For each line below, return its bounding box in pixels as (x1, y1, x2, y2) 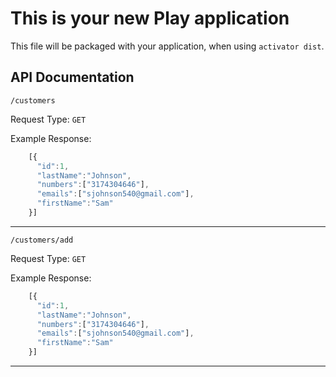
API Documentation (10, 69, 135, 86)
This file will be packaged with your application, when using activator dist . (10, 40, 325, 52)
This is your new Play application (10, 7, 290, 30)
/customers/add (10, 235, 74, 245)
